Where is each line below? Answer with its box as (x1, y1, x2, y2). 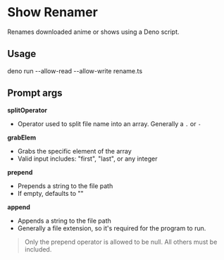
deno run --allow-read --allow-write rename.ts (7, 66, 143, 75)
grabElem (7, 133, 37, 142)
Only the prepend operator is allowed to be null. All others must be (24, 237, 218, 246)
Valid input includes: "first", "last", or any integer (17, 154, 158, 163)
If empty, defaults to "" (17, 189, 84, 197)
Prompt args (7, 87, 63, 99)
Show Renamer (7, 4, 99, 20)
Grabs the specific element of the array (17, 147, 132, 155)
